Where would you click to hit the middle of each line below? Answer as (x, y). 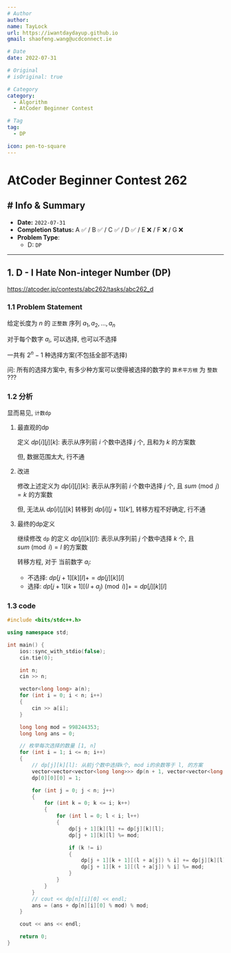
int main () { (26, 645)
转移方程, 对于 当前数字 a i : (54, 563)
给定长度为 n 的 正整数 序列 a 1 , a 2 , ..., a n (61, 324)
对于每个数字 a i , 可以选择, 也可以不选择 (62, 340)
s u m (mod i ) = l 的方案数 (52, 547)
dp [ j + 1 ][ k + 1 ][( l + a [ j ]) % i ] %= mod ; (143, 867)
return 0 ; (34, 937)
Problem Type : (38, 237)
